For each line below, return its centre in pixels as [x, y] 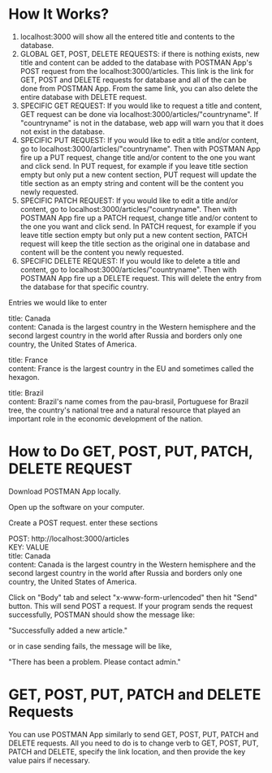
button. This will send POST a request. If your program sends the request [131, 606]
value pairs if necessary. [50, 760]
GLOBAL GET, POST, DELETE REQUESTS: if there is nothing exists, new [140, 54]
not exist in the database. [63, 132]
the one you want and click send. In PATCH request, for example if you [138, 226]
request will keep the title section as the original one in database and [135, 244]
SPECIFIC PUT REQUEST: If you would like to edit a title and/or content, [139, 140]
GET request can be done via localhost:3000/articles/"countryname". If [139, 114]
